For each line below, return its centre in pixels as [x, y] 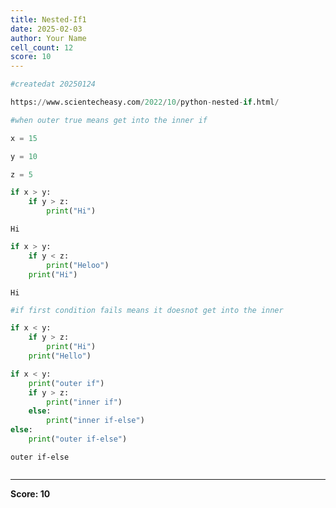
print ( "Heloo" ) [78, 265]
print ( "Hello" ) [60, 356]
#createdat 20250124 [53, 84]
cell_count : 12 [42, 47]
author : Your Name [48, 38]
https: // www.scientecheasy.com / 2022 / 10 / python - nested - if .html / [145, 102]
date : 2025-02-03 [46, 29]
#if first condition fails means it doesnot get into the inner [147, 310]
